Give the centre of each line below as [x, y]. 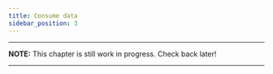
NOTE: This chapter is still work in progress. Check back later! [113, 54]
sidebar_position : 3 [43, 23]
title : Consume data [43, 16]
